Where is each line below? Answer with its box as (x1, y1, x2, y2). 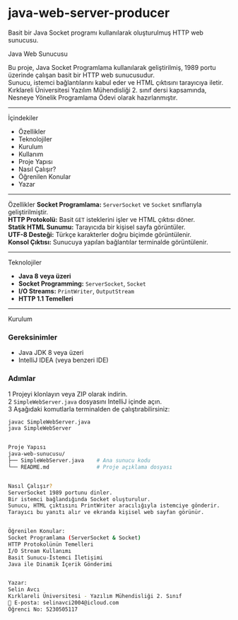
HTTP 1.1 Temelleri (18, 294, 73, 303)
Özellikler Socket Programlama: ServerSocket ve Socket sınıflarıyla (8, 200, 202, 209)
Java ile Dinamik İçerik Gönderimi (8, 561, 113, 568)
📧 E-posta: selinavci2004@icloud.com (8, 599, 119, 607)
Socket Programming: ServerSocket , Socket (18, 279, 147, 288)
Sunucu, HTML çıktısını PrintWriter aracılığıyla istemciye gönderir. (8, 502, 220, 510)
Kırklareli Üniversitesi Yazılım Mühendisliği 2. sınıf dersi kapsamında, (8, 86, 207, 94)
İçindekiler (8, 113, 39, 122)
